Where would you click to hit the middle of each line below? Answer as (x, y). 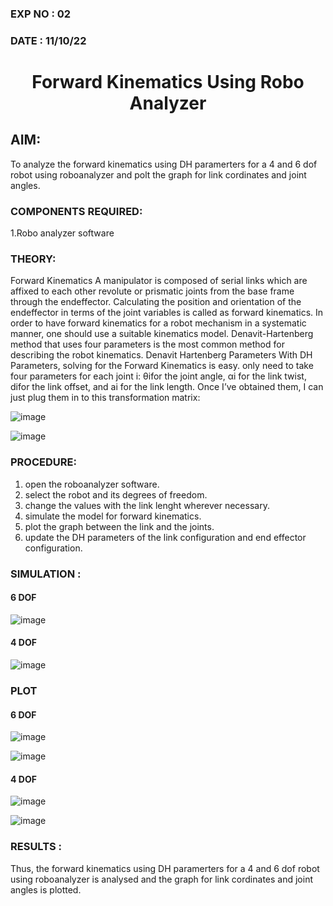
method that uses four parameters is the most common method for (147, 344)
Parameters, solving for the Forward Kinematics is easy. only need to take (162, 366)
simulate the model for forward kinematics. (113, 516)
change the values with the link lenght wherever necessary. (147, 505)
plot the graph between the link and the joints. (119, 526)
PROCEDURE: (43, 462)
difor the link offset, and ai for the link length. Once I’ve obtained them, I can (167, 387)
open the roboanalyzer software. (92, 484)
